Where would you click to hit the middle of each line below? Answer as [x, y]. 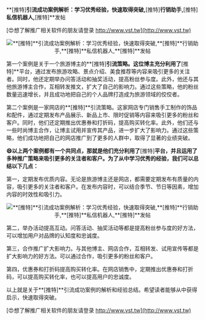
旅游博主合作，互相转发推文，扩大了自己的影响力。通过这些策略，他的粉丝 [105, 87]
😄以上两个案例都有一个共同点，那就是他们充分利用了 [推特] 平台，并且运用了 [102, 151]
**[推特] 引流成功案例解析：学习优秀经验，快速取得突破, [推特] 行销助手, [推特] [102, 9]
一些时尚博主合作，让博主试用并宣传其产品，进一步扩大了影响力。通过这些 [100, 130]
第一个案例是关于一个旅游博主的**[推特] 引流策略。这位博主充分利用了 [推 [98, 64]
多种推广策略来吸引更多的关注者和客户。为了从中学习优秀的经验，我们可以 [100, 158]
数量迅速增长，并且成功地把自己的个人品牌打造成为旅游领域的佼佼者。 [95, 94]
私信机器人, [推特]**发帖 [36, 17]
